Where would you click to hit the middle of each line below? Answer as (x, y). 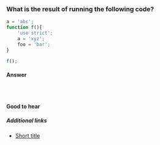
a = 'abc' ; (20, 22)
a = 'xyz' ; (31, 38)
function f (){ (24, 27)
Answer (16, 75)
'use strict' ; (35, 33)
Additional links (27, 120)
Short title (27, 136)
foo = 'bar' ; (34, 44)
